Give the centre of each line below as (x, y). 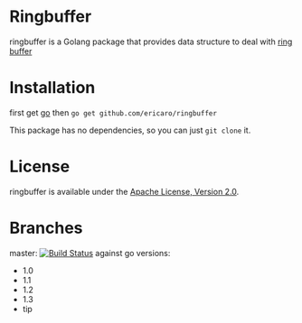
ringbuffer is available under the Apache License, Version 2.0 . (124, 191)
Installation (52, 88)
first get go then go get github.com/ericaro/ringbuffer (113, 112)
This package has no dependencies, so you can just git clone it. (130, 130)
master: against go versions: (90, 253)
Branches (46, 228)
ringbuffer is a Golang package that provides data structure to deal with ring (151, 42)
